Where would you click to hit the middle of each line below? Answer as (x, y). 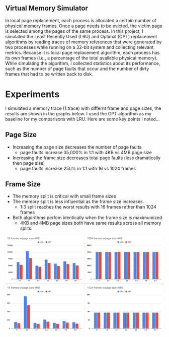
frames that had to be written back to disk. (49, 74)
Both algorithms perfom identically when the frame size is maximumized (87, 218)
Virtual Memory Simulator (47, 8)
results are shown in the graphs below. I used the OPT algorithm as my (78, 113)
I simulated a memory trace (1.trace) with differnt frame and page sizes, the (83, 108)
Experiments (32, 94)
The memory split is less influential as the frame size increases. (78, 201)
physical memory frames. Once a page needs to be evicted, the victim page (84, 26)
